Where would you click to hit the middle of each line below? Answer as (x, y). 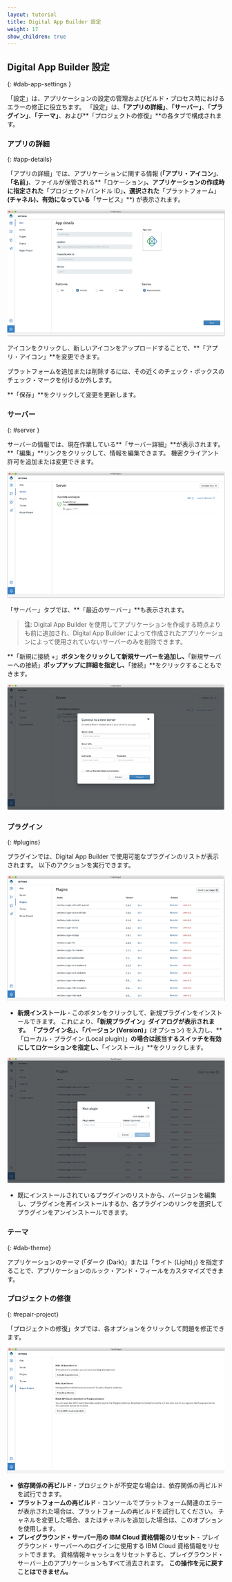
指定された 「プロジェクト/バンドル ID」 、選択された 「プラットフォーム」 (116, 191)
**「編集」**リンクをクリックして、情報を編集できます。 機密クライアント (113, 453)
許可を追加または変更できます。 (52, 461)
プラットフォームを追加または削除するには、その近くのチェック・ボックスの (116, 371)
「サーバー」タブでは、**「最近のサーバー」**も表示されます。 (98, 610)
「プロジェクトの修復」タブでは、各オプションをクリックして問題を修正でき (116, 1328)
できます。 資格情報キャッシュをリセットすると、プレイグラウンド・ (127, 1554)
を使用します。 (38, 1529)
